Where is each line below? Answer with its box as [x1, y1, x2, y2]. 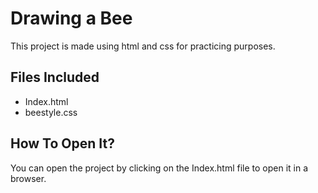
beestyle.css [24, 106, 78, 118]
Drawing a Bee [10, 7, 133, 30]
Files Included [10, 69, 100, 86]
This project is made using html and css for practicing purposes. [10, 40, 276, 52]
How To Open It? [10, 135, 115, 152]
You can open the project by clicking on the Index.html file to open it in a [10, 162, 309, 174]
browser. [10, 172, 47, 184]
